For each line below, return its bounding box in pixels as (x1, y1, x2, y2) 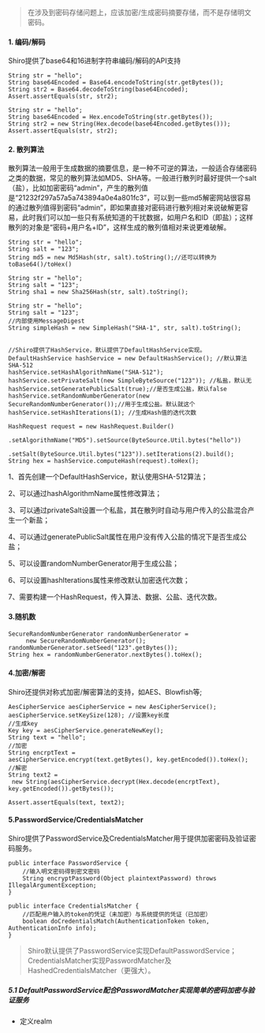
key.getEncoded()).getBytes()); (8, 785, 114, 792)
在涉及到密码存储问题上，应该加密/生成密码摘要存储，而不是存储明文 (27, 8, 252, 17)
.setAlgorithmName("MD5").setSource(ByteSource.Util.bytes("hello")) (8, 437, 242, 445)
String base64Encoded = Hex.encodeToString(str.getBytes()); (8, 114, 214, 121)
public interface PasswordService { (8, 860, 129, 867)
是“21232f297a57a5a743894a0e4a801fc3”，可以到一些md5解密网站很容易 (8, 193, 251, 203)
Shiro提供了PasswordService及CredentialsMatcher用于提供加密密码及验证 (8, 833, 250, 843)
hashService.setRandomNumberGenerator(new (8, 392, 150, 401)
